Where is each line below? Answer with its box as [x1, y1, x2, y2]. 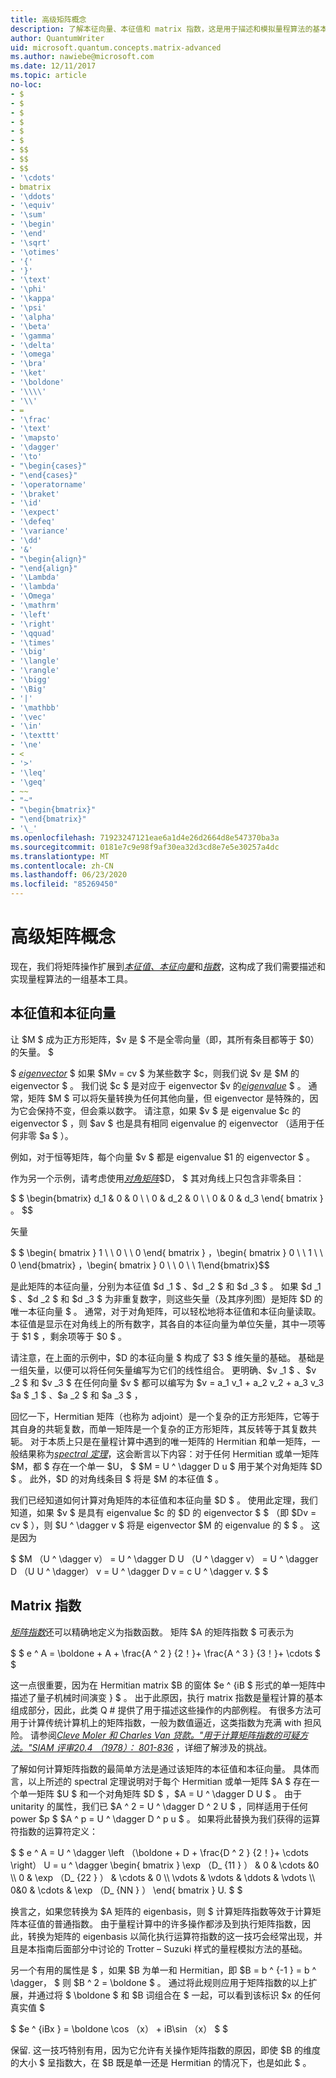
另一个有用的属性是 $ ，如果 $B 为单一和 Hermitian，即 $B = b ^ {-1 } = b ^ [10, 1964, 317, 1976]
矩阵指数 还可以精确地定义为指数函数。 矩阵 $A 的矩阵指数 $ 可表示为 [10, 1626, 295, 1638]
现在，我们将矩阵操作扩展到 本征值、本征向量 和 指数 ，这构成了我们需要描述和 [10, 960, 326, 972]
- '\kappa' [10, 294, 56, 304]
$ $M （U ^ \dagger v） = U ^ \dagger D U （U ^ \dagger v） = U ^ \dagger [10, 1552, 319, 1565]
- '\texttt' [10, 731, 60, 741]
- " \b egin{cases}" [10, 461, 87, 471]
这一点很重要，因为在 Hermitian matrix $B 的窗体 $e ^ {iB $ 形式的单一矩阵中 [10, 1679, 326, 1691]
